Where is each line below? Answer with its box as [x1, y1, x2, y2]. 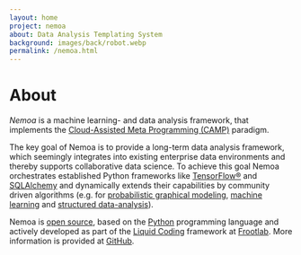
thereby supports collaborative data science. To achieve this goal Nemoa [9, 161, 280, 171]
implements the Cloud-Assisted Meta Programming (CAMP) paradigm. [9, 125, 270, 136]
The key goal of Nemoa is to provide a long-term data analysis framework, [9, 142, 285, 153]
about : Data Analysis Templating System [9, 30, 164, 39]
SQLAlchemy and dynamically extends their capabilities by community [9, 180, 270, 191]
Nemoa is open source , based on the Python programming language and [9, 216, 279, 227]
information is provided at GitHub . [9, 235, 135, 247]
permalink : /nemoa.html [9, 47, 99, 56]
